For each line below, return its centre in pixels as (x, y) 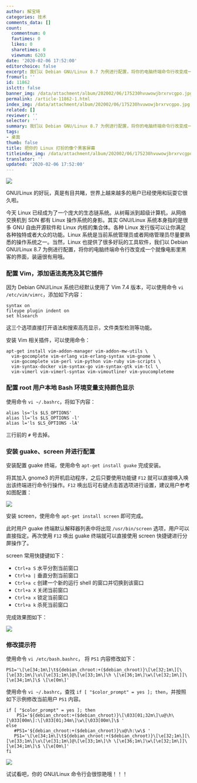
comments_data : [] (28, 22)
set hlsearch (22, 316)
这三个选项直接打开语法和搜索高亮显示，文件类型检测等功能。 (81, 328)
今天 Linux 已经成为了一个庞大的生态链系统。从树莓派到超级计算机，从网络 (96, 213)
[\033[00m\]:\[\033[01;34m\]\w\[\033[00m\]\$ (62, 721)
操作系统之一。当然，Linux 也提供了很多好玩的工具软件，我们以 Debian (102, 242)
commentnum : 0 (28, 33)
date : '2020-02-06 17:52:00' (42, 61)
